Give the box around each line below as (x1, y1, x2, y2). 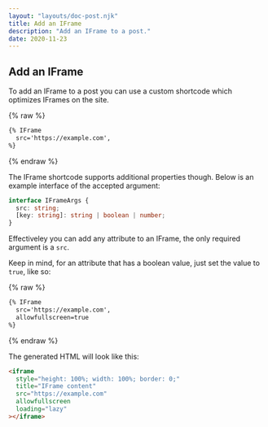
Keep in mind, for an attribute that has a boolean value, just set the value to (8, 258, 261, 268)
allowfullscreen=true (15, 313, 90, 321)
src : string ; (15, 204, 60, 212)
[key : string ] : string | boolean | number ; (15, 211, 165, 220)
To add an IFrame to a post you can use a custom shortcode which (8, 86, 232, 96)
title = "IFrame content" (15, 382, 96, 390)
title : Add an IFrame (8, 20, 82, 28)
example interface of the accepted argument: (8, 181, 160, 190)
